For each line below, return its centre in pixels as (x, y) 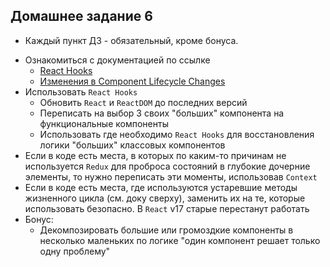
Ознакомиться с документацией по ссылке (117, 60)
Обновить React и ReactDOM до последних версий (143, 102)
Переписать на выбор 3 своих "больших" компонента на (162, 113)
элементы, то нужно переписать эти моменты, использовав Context (171, 176)
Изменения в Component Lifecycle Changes (132, 81)
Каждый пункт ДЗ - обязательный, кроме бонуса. (131, 40)
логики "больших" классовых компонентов (132, 145)
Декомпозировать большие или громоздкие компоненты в (166, 230)
